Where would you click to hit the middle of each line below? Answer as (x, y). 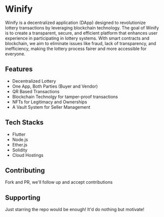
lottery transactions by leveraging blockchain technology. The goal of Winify (82, 27)
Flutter (19, 134)
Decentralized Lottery (34, 81)
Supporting (23, 198)
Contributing (25, 170)
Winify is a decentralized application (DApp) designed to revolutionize (75, 23)
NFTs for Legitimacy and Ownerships (49, 102)
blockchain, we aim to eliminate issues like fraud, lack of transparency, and (81, 43)
